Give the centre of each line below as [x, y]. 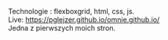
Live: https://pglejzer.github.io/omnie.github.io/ [84, 20]
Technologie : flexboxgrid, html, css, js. [71, 11]
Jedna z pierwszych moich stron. [62, 28]
